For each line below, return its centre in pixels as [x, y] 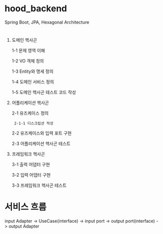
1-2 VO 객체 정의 [28, 61]
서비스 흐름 [26, 207]
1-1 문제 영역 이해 [28, 51]
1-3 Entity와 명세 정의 [33, 71]
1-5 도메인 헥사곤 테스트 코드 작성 [44, 92]
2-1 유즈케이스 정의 [30, 113]
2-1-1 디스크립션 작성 [34, 123]
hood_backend [36, 9]
